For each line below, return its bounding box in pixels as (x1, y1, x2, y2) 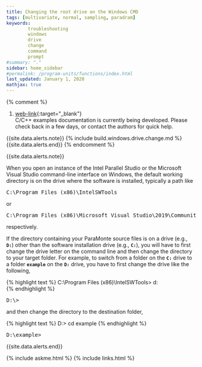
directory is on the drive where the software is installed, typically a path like (6, 177, 194, 184)
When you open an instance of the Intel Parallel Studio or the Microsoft (6, 164, 182, 171)
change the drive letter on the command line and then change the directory (6, 248, 192, 255)
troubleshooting (28, 25, 69, 32)
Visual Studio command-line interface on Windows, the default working (6, 171, 183, 178)
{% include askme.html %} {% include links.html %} (6, 354, 135, 362)
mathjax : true (6, 82, 42, 88)
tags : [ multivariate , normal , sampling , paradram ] (6, 14, 136, 21)
